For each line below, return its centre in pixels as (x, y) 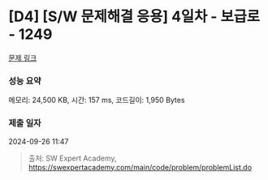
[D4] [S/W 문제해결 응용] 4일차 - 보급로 (134, 17)
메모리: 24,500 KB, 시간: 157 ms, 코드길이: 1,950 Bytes (97, 100)
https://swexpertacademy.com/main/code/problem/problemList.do (140, 167)
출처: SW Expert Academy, (72, 158)
